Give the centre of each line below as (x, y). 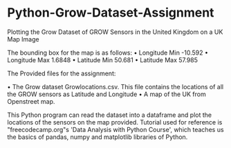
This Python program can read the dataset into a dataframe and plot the (110, 115)
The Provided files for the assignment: (62, 73)
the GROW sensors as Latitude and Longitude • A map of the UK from (107, 94)
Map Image (23, 39)
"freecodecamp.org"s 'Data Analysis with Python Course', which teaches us (115, 129)
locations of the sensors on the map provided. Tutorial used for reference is (115, 122)
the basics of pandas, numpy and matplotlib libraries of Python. (98, 137)
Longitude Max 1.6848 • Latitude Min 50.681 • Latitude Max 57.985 (103, 59)
